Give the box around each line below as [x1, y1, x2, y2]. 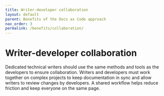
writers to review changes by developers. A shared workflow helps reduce [5, 80, 158, 86]
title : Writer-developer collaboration [5, 7, 88, 12]
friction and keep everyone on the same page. [5, 85, 100, 91]
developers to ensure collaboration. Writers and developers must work [5, 69, 150, 75]
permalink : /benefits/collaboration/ [5, 26, 84, 31]
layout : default [5, 12, 39, 17]
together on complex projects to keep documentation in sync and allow [5, 74, 151, 80]
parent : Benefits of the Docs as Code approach [5, 16, 106, 21]
